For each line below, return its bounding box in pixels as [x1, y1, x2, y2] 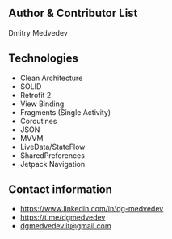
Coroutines [19, 116, 57, 126]
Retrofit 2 [19, 90, 52, 100]
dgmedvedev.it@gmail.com [19, 221, 111, 231]
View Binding [19, 99, 65, 109]
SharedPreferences [19, 150, 85, 160]
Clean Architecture [19, 73, 83, 83]
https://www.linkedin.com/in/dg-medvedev [19, 204, 164, 214]
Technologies [8, 52, 79, 66]
